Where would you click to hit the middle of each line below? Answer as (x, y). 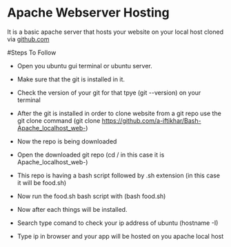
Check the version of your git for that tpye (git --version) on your (109, 92)
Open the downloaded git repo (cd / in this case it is (91, 155)
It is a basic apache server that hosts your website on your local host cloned (115, 32)
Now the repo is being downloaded (67, 141)
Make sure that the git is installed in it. (71, 79)
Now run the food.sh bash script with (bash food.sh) (91, 196)
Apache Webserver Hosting (89, 13)
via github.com (28, 39)
